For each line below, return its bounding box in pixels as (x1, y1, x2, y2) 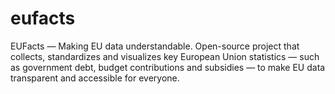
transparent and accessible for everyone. (10, 72, 180, 84)
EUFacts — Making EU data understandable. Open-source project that (10, 40, 300, 52)
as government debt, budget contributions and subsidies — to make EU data (10, 61, 326, 73)
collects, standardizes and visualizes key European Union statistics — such (10, 50, 320, 62)
